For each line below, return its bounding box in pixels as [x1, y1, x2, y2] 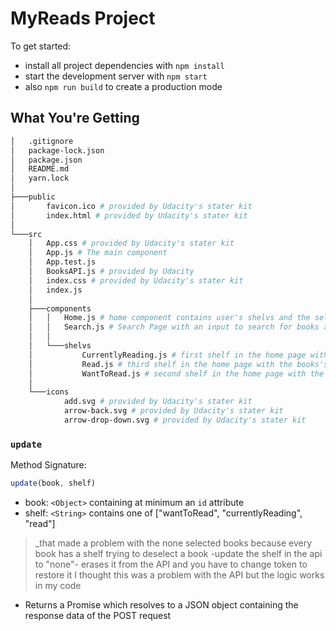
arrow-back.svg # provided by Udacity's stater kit [63, 406, 284, 416]
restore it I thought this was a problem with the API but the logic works [34, 569, 325, 581]
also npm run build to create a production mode [24, 80, 223, 92]
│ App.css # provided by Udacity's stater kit [28, 238, 235, 249]
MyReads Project [10, 7, 156, 30]
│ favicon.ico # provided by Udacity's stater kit [10, 201, 253, 211]
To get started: [10, 40, 72, 52]
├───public [10, 192, 56, 202]
